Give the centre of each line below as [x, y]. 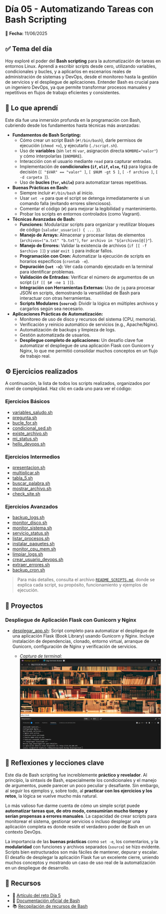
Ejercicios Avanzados [32, 506]
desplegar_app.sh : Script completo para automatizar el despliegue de [83, 631]
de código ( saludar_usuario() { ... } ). [60, 229]
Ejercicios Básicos [28, 401]
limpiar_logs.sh [28, 554]
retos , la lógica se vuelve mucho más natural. [51, 796]
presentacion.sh [29, 467]
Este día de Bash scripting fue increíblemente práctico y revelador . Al [76, 775]
